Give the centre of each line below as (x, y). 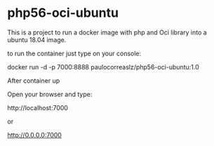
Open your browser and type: (50, 94)
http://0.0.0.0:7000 (34, 135)
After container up (34, 80)
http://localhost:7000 (38, 107)
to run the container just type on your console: (74, 53)
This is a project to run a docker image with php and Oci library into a (107, 32)
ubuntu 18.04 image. (37, 39)
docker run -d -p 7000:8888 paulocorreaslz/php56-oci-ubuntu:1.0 (103, 67)
